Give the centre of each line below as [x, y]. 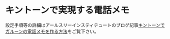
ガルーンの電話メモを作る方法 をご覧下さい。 [52, 31]
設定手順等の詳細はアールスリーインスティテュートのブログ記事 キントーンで [85, 25]
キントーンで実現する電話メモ [67, 10]
